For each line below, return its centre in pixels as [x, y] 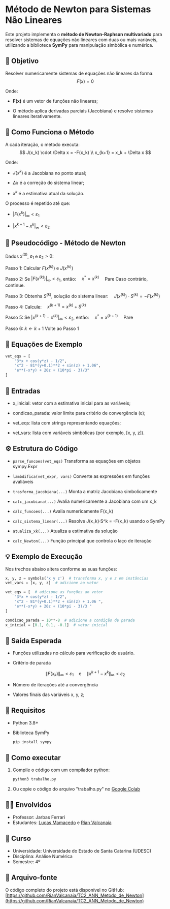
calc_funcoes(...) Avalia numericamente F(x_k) [63, 511]
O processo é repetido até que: [38, 203]
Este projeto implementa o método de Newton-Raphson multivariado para [84, 34]
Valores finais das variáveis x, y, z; [48, 694]
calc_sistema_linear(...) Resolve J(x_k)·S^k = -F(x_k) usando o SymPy [89, 521]
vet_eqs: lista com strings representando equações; [67, 422]
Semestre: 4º [26, 861]
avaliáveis [23, 481]
